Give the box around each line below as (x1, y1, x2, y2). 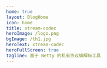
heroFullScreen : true (6, 47, 59, 53)
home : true (6, 8, 33, 15)
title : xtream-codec (6, 25, 57, 31)
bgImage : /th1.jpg (6, 36, 51, 42)
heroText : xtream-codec (6, 42, 65, 48)
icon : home (6, 20, 33, 25)
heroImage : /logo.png (6, 31, 59, 37)
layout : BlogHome (6, 14, 49, 20)
